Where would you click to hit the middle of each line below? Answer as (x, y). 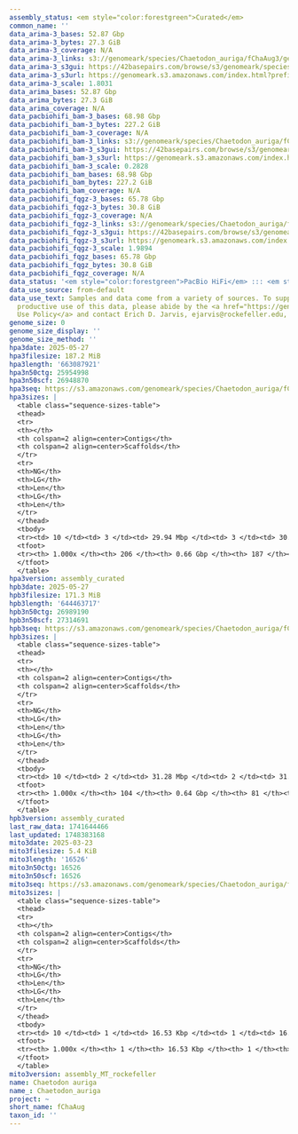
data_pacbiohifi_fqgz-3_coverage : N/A (81, 215)
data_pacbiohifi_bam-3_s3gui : (65, 149)
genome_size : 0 (37, 323)
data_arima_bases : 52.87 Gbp (63, 91)
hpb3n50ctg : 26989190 (49, 612)
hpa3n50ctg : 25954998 (49, 373)
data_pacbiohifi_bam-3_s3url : (65, 158)
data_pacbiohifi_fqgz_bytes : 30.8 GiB (81, 266)
